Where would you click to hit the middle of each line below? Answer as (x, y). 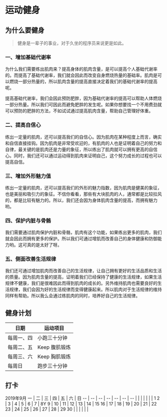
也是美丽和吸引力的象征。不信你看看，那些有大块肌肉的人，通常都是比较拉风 (83, 194)
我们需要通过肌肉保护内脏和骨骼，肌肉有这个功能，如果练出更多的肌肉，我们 (83, 232)
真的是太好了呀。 (44, 245)
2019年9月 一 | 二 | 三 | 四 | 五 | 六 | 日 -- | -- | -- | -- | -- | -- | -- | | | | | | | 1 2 (83, 398)
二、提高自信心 (23, 125)
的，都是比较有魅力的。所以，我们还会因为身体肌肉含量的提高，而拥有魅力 (81, 200)
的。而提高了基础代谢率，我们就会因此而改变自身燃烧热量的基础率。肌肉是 (81, 75)
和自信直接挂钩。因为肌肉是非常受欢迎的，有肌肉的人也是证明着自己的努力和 (83, 143)
